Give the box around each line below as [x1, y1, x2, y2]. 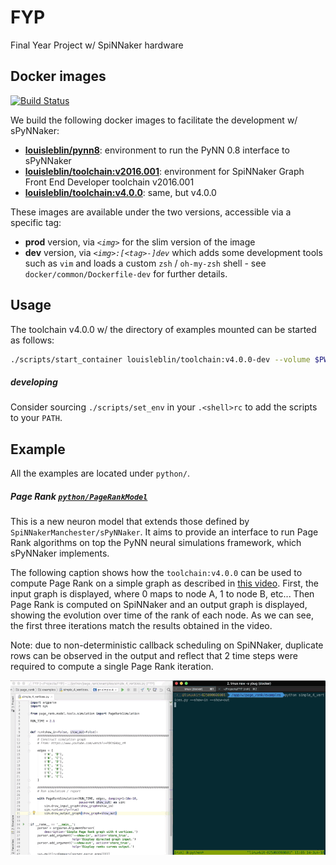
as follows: [10, 334, 55, 346]
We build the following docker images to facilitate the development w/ [10, 114, 298, 126]
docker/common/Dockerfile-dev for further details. [24, 267, 228, 280]
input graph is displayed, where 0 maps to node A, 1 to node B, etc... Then [10, 588, 315, 600]
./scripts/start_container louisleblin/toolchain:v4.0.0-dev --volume [10, 354, 311, 365]
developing [10, 376, 58, 388]
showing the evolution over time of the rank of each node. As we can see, [10, 609, 314, 621]
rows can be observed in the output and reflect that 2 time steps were [10, 650, 298, 662]
